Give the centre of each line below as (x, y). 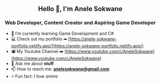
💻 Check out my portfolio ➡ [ (40, 39)
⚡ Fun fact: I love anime (34, 76)
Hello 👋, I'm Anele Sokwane (80, 9)
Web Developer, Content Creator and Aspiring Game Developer (80, 23)
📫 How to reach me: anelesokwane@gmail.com (60, 69)
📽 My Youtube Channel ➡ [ (39, 51)
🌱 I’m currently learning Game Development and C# (62, 33)
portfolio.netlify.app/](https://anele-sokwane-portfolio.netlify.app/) (77, 46)
